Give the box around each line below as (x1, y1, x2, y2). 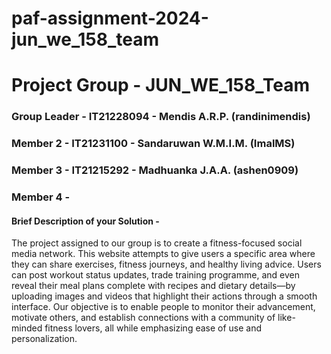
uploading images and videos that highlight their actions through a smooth (11, 290, 318, 302)
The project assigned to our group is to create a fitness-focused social (11, 237, 303, 249)
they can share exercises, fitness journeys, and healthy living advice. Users (11, 258, 322, 271)
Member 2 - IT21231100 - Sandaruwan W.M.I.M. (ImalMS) (11, 137, 296, 151)
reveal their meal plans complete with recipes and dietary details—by (11, 280, 296, 292)
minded (11, 322, 43, 334)
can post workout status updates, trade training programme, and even (11, 269, 300, 281)
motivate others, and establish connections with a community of (11, 312, 276, 324)
